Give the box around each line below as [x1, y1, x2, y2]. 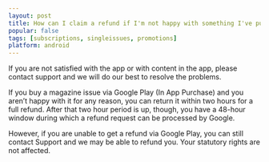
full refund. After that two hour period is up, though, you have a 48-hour [8, 105, 246, 115]
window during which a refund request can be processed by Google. [8, 113, 235, 123]
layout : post [8, 11, 52, 20]
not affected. [8, 146, 50, 156]
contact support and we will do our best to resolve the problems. [8, 72, 222, 82]
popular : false [8, 26, 59, 34]
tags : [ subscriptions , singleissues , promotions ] [8, 34, 178, 43]
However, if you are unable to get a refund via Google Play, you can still [8, 129, 244, 139]
